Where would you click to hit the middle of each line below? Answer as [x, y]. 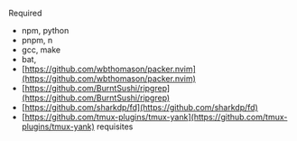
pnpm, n [37, 40]
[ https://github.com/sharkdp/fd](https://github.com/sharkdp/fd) [139, 107]
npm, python [45, 30]
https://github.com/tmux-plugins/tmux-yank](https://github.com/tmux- [156, 117]
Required [25, 13]
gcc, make [41, 50]
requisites [115, 127]
